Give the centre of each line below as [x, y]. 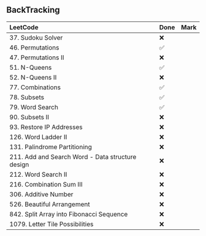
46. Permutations [34, 47]
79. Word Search [34, 107]
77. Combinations [35, 87]
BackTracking [33, 10]
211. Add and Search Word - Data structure [73, 157]
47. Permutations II [37, 57]
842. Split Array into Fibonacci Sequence [69, 214]
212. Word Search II [38, 174]
